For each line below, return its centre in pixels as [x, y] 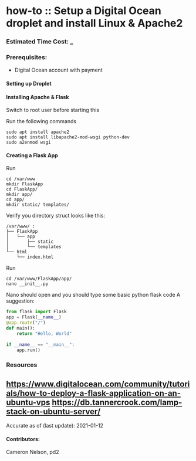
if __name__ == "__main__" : [40, 344]
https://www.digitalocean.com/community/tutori [98, 384]
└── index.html [35, 257]
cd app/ [16, 200]
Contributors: [23, 439]
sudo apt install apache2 [38, 132]
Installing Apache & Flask [38, 97]
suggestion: [21, 301]
